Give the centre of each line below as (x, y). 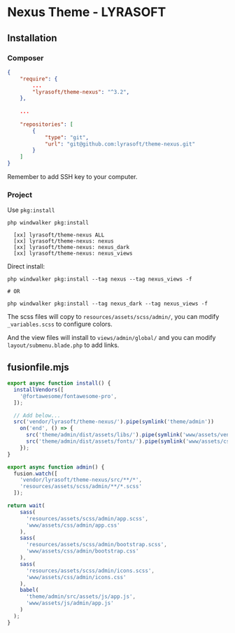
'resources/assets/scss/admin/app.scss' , (87, 518)
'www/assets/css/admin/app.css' (73, 525)
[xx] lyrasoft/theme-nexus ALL (59, 235)
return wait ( (26, 506)
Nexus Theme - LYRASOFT (87, 12)
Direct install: (26, 266)
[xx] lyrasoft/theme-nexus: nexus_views (73, 254)
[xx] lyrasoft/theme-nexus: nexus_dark (72, 248)
